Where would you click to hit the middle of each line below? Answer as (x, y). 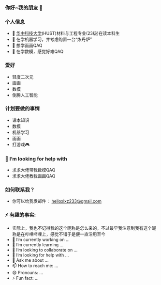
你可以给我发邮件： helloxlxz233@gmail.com (57, 201)
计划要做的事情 (22, 109)
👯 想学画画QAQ (27, 46)
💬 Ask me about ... (30, 260)
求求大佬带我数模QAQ (34, 170)
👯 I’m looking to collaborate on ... (45, 250)
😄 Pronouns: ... (28, 272)
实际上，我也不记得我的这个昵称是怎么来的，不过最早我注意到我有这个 (82, 228)
